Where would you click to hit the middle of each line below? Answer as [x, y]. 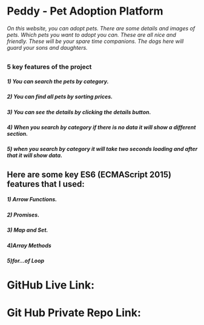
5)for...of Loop [26, 260]
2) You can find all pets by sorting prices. [60, 97]
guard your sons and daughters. [47, 47]
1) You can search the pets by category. [58, 81]
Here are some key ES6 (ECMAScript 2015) [89, 174]
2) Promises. [23, 215]
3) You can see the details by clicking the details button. [79, 112]
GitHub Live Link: [51, 285]
